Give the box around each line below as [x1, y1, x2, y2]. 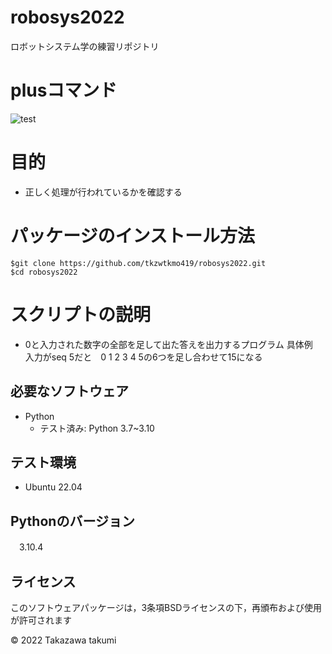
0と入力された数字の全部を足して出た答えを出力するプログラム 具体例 [24, 338, 313, 350]
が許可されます [10, 614, 72, 626]
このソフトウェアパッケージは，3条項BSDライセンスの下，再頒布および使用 [10, 601, 323, 613]
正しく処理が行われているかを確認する [24, 186, 183, 198]
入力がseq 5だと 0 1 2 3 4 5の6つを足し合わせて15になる [24, 351, 263, 363]
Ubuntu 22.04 [24, 481, 83, 493]
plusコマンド [10, 79, 118, 102]
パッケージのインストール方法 [10, 225, 255, 247]
